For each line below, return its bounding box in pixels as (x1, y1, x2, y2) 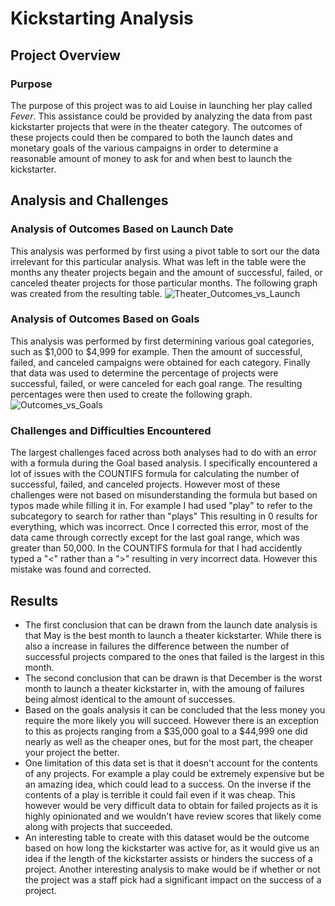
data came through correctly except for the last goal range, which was (10, 532, 300, 544)
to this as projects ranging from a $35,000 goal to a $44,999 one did (24, 725, 308, 737)
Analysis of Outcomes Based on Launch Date (10, 222, 234, 236)
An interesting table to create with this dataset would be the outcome (24, 831, 310, 843)
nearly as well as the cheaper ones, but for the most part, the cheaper (24, 735, 314, 747)
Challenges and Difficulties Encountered (10, 423, 212, 437)
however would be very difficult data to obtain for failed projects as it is (24, 799, 318, 811)
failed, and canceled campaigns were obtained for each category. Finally (10, 356, 311, 368)
